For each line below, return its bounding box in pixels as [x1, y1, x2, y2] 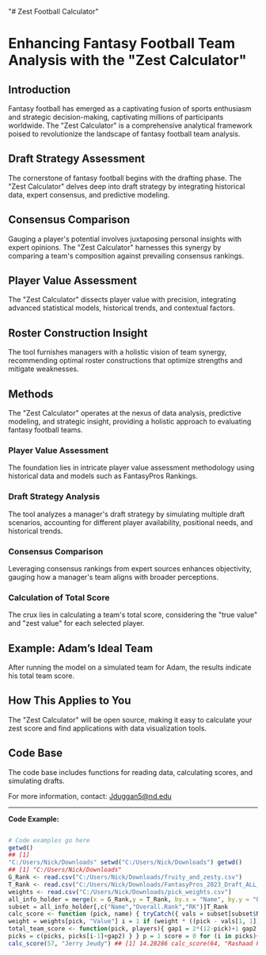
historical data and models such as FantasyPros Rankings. [8, 471, 198, 481]
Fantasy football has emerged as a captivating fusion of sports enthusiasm [8, 104, 252, 113]
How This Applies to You [8, 694, 131, 708]
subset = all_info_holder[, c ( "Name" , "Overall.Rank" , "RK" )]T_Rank [8, 903, 228, 911]
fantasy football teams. [8, 425, 83, 435]
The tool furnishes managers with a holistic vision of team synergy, [8, 347, 227, 357]
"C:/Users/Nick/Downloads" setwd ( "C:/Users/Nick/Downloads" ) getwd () [8, 858, 243, 867]
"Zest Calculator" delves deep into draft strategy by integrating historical [8, 182, 245, 191]
